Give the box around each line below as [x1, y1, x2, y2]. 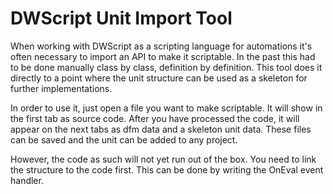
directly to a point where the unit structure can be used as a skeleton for [10, 72, 308, 84]
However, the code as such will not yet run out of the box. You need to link [10, 153, 317, 165]
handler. [10, 174, 44, 186]
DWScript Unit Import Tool [10, 7, 233, 30]
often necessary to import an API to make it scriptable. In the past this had [10, 50, 316, 62]
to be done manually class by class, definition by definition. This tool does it [10, 61, 323, 73]
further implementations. [10, 82, 113, 94]
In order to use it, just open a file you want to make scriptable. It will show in [10, 102, 323, 114]
